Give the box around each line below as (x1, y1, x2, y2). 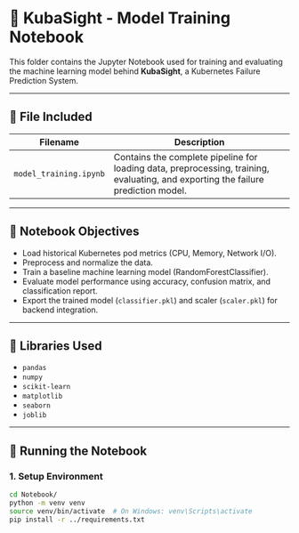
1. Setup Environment (9, 470, 104, 482)
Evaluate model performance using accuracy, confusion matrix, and (21, 276, 271, 287)
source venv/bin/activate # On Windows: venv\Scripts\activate (9, 506, 253, 515)
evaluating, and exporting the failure (113, 173, 264, 185)
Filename (39, 135, 80, 148)
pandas (21, 364, 47, 373)
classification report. (21, 285, 98, 296)
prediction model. (113, 184, 187, 197)
